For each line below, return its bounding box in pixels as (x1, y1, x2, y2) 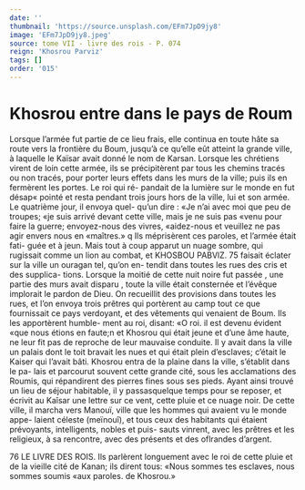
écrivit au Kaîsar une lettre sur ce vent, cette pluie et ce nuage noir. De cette (9, 394, 295, 405)
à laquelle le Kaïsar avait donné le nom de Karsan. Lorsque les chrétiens (9, 152, 280, 164)
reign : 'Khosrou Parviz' (9, 47, 104, 56)
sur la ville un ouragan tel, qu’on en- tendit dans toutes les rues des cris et (9, 259, 288, 270)
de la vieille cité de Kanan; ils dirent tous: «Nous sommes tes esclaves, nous (9, 461, 296, 472)
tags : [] (9, 56, 43, 65)
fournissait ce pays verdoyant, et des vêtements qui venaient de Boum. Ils (9, 307, 287, 319)
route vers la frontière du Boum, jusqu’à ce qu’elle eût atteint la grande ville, (9, 143, 293, 154)
